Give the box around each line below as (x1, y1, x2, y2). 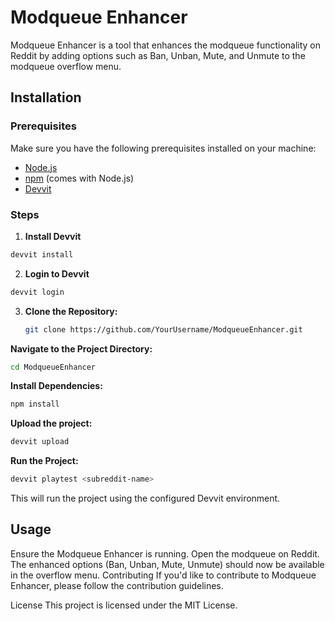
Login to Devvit (24, 267, 90, 280)
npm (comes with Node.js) (24, 172, 135, 184)
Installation (10, 89, 82, 106)
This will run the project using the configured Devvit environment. (10, 492, 281, 505)
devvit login (10, 287, 65, 297)
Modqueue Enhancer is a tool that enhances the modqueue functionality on (10, 39, 322, 51)
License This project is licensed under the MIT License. (10, 599, 238, 611)
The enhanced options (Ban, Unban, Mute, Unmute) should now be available (10, 558, 325, 570)
